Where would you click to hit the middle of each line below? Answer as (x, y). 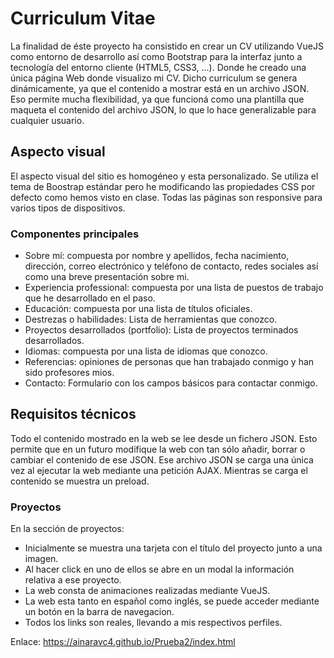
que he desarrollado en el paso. (90, 298)
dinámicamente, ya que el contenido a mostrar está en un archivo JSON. (160, 88)
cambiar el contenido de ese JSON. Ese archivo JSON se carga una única (162, 459)
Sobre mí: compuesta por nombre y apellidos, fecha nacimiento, (157, 256)
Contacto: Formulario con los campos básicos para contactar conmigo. (171, 383)
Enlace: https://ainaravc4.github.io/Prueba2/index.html (123, 642)
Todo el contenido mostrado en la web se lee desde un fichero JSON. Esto (164, 438)
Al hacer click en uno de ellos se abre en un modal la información (159, 569)
